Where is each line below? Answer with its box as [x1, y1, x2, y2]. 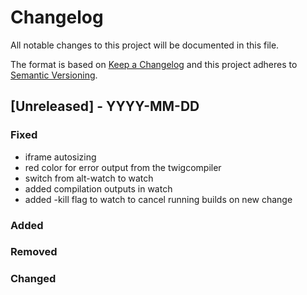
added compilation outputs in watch [24, 182, 173, 195]
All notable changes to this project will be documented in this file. [10, 39, 280, 51]
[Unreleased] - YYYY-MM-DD [10, 98, 200, 115]
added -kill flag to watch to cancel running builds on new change [24, 193, 293, 205]
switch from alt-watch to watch [24, 172, 154, 184]
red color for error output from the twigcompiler [24, 161, 222, 173]
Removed [10, 245, 58, 259]
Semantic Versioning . [10, 69, 98, 81]
